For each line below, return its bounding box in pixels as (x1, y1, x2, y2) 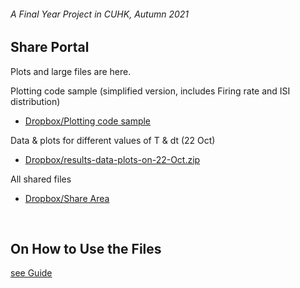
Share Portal (10, 39, 90, 56)
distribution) (10, 95, 61, 107)
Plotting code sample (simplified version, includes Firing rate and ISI (10, 85, 291, 97)
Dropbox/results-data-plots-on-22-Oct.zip (24, 153, 201, 165)
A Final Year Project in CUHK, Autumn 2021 (10, 8, 190, 20)
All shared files (10, 173, 72, 185)
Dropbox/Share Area (24, 192, 110, 204)
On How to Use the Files (10, 241, 162, 258)
